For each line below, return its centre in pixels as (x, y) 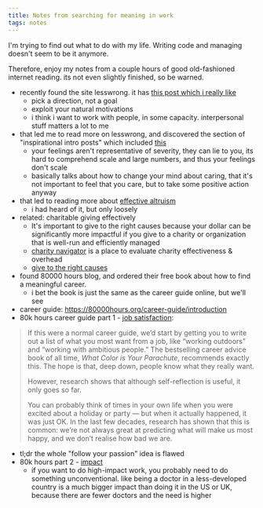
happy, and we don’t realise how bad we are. (100, 438)
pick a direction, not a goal (74, 101)
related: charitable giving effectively (77, 217)
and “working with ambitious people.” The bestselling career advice (137, 349)
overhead (47, 259)
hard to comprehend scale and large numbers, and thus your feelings (143, 159)
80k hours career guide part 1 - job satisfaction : (97, 317)
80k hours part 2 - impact (61, 462)
